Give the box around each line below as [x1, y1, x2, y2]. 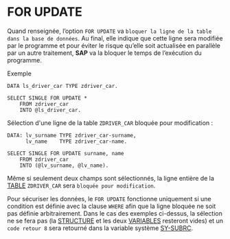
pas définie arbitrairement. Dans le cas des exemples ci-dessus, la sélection [7, 209, 223, 217]
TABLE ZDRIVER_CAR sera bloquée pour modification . [7, 181, 156, 190]
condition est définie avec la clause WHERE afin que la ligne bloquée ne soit [7, 202, 216, 210]
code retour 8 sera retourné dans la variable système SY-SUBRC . [7, 224, 194, 232]
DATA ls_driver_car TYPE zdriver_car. [7, 82, 118, 89]
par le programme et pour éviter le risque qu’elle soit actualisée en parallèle [7, 41, 221, 49]
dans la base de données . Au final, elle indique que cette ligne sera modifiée [7, 34, 223, 42]
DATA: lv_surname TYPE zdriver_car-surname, [7, 132, 137, 139]
